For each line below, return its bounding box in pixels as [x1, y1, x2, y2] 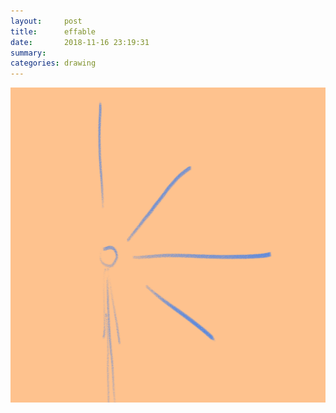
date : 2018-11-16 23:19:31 [10, 37, 150, 47]
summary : [10, 48, 47, 58]
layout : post [10, 16, 83, 26]
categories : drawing [10, 58, 97, 69]
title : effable [10, 26, 97, 37]
